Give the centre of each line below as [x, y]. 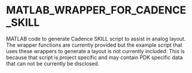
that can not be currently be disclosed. [53, 63]
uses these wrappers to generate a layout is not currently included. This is [95, 51]
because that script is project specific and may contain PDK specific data [95, 57]
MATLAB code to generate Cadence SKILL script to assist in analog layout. [96, 39]
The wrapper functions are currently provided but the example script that [94, 45]
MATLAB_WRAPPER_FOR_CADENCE [96, 10]
